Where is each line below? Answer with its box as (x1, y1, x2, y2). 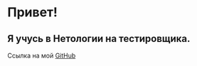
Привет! (7, 4, 58, 21)
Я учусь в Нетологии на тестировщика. (7, 33, 191, 45)
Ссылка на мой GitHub (7, 51, 76, 60)
